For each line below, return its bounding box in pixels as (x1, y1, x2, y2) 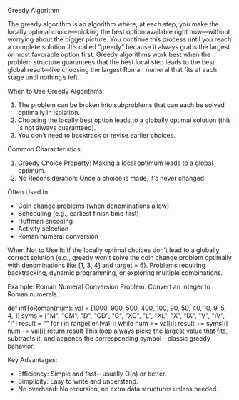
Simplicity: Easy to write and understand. (17, 377, 138, 385)
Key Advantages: (7, 356, 58, 364)
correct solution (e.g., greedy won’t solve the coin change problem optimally (7, 254, 232, 261)
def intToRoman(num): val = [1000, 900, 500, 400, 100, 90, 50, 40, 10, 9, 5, (7, 304, 227, 312)
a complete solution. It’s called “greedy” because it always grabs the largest (7, 43, 230, 51)
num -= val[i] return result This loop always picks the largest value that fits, (7, 326, 228, 335)
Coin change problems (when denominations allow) (17, 201, 170, 210)
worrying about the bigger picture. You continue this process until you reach (7, 35, 232, 44)
